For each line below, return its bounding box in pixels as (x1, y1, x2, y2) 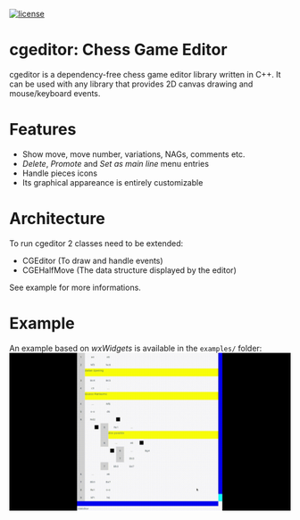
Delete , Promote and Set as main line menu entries (21, 158, 210, 169)
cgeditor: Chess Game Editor (9, 40, 228, 60)
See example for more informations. (9, 282, 141, 293)
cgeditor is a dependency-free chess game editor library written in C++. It (9, 69, 281, 79)
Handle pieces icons (21, 168, 98, 178)
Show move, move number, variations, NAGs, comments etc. (21, 148, 246, 160)
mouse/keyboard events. (9, 87, 101, 98)
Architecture (9, 209, 105, 229)
